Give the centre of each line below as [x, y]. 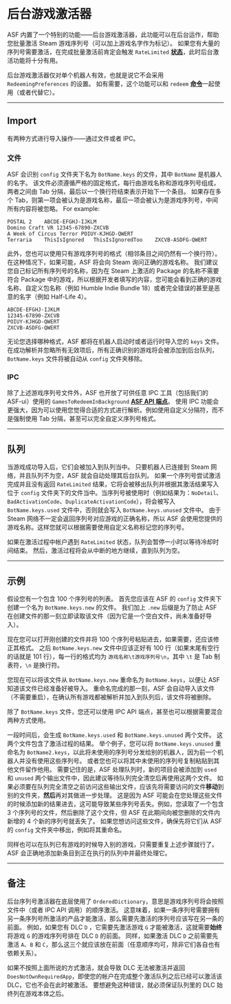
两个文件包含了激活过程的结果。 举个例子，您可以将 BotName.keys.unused [110, 743]
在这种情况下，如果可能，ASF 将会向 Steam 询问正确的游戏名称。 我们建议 [113, 262]
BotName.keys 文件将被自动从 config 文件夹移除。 [77, 359]
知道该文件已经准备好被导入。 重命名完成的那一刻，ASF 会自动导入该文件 [111, 688]
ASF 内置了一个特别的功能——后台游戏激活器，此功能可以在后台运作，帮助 [113, 34]
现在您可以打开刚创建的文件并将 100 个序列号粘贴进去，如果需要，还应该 [110, 639]
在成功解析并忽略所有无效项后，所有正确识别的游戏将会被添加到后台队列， [112, 350]
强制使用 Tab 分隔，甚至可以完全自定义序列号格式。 [86, 419]
